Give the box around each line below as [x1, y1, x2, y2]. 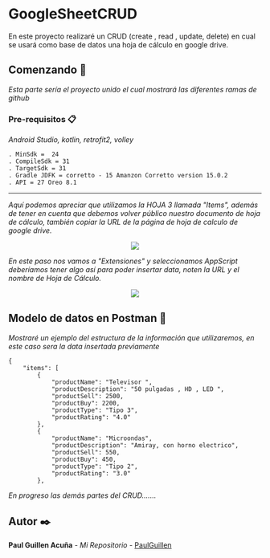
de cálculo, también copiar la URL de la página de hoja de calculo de [8, 218, 239, 227]
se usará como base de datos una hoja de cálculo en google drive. [8, 39, 229, 49]
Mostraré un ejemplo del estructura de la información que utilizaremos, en [8, 332, 255, 342]
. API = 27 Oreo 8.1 [8, 178, 78, 187]
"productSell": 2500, [51, 392, 125, 400]
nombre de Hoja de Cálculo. [8, 274, 102, 283]
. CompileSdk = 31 [8, 157, 70, 165]
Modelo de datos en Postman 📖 [8, 312, 167, 325]
